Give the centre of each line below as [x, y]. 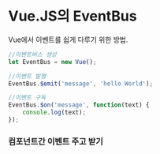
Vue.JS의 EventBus [73, 16]
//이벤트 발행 [27, 76]
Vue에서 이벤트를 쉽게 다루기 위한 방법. [68, 39]
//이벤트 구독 [27, 98]
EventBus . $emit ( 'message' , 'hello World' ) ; [81, 84]
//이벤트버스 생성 [33, 54]
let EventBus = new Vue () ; [52, 62]
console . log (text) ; [54, 113]
